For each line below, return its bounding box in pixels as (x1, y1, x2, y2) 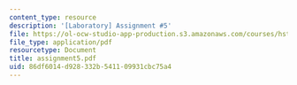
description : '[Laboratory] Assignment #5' (9, 21, 172, 30)
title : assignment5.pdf (9, 54, 97, 63)
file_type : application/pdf (9, 37, 113, 47)
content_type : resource (9, 12, 97, 22)
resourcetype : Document (9, 46, 97, 55)
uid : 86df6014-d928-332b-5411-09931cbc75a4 (9, 63, 172, 72)
